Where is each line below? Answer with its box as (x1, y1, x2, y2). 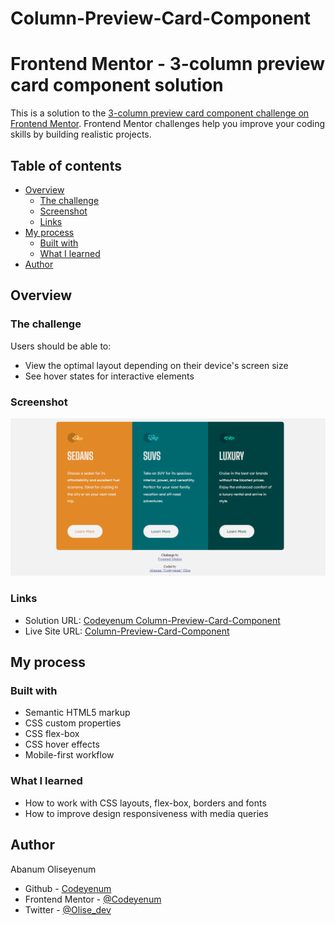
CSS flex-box (24, 728, 80, 740)
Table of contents (10, 157, 122, 174)
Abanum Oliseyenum (10, 863, 97, 875)
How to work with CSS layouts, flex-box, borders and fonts (24, 797, 267, 809)
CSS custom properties (24, 717, 122, 729)
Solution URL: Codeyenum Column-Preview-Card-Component (24, 614, 281, 626)
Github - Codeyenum (24, 882, 112, 894)
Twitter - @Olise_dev (24, 903, 112, 916)
